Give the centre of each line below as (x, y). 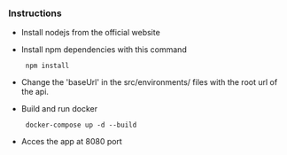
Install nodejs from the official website (90, 33)
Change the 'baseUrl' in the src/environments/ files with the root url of (149, 82)
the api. (35, 92)
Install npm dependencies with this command (104, 50)
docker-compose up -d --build (81, 125)
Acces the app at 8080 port (72, 142)
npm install (47, 66)
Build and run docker (59, 109)
